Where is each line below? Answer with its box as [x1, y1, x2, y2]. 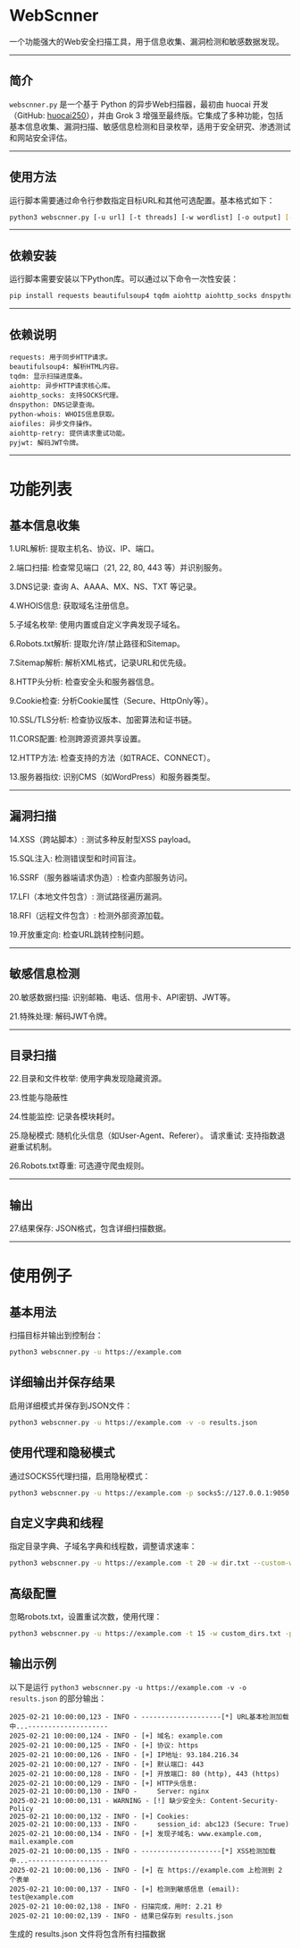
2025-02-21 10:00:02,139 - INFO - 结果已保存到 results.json [9, 1911, 234, 1920]
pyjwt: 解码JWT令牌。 [9, 438, 83, 448]
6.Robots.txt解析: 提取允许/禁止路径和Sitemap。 [9, 637, 186, 649]
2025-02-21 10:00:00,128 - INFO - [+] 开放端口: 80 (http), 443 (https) [9, 1769, 280, 1778]
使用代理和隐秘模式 [9, 1445, 115, 1460]
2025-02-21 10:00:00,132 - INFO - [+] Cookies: [9, 1812, 190, 1821]
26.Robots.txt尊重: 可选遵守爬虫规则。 [9, 1160, 149, 1171]
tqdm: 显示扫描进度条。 [9, 372, 87, 380]
